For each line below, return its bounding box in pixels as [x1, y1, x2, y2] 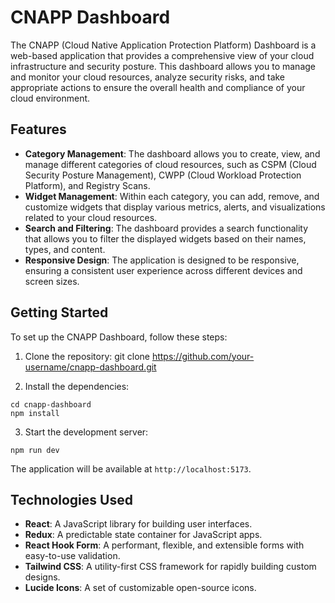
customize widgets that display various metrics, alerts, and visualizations [24, 201, 326, 213]
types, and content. [24, 243, 106, 255]
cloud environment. [10, 92, 91, 104]
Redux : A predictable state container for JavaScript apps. [24, 529, 263, 541]
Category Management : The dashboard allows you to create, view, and [24, 147, 321, 160]
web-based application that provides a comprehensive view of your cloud [10, 49, 315, 61]
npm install [10, 408, 60, 418]
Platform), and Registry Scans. [24, 179, 151, 191]
